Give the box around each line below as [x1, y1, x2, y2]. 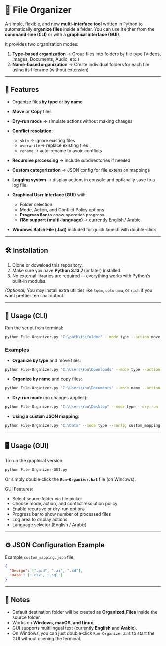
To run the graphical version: [5, 457, 64, 463]
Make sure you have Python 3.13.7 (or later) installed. [12, 267, 122, 273]
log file [12, 182, 27, 188]
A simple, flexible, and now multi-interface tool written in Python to [5, 21, 143, 27]
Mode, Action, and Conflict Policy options [19, 206, 105, 213]
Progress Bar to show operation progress [19, 212, 105, 217]
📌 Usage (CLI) [5, 311, 48, 320]
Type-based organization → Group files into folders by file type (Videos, [12, 51, 161, 57]
